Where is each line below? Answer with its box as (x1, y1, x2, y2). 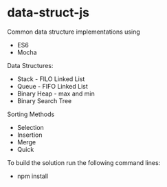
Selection (16, 123, 45, 131)
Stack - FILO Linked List (16, 74, 85, 83)
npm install (16, 172, 49, 180)
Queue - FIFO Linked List (16, 82, 88, 90)
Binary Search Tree (16, 96, 72, 104)
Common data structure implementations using (7, 27, 141, 36)
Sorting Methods (7, 110, 55, 118)
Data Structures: (7, 61, 54, 69)
